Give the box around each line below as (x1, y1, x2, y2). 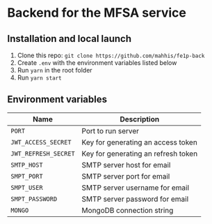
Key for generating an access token (81, 137, 198, 147)
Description (120, 114, 160, 124)
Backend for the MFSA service (7, 5, 186, 21)
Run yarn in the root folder (17, 66, 92, 74)
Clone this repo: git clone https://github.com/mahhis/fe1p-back (17, 51, 205, 59)
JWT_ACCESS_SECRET (10, 138, 72, 146)
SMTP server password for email (81, 194, 189, 204)
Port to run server (81, 126, 140, 135)
